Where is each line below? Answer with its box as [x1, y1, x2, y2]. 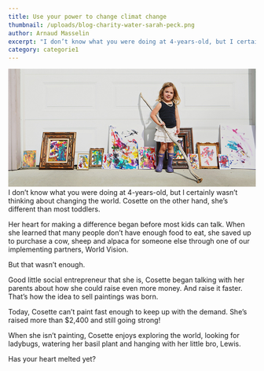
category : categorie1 [8, 46, 79, 54]
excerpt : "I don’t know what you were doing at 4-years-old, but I [8, 38, 234, 46]
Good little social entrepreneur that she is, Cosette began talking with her [8, 275, 245, 285]
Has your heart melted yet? [8, 354, 97, 363]
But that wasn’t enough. [8, 259, 86, 269]
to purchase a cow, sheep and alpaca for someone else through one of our [8, 236, 250, 245]
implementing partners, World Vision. [8, 244, 129, 254]
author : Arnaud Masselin [8, 29, 90, 37]
